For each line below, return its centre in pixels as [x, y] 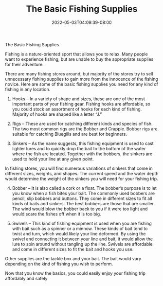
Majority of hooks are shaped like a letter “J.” [57, 114]
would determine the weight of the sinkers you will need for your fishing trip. [81, 179]
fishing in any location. [28, 89]
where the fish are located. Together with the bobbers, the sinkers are [82, 154]
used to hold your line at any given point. [53, 159]
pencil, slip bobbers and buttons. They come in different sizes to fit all [82, 198]
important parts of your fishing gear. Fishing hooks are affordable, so [81, 104]
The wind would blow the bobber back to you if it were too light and [80, 209]
